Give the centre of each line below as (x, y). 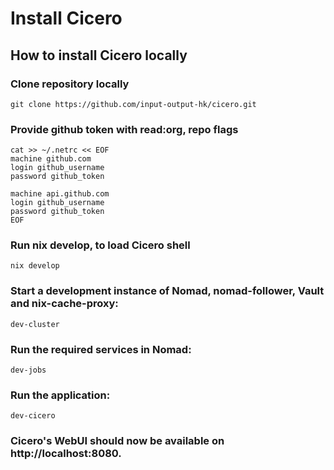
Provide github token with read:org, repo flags (124, 129)
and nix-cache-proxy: (64, 304)
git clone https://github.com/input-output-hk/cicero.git (133, 104)
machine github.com (51, 159)
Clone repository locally (70, 84)
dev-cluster (35, 324)
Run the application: (60, 395)
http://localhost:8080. (66, 454)
